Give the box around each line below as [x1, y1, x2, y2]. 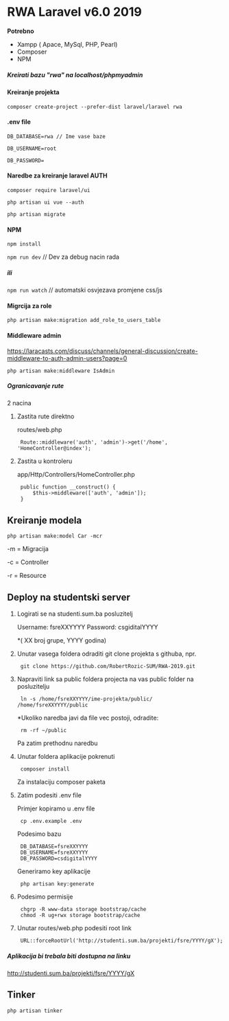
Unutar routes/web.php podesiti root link [16, 924, 132, 932]
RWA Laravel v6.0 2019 [7, 4, 142, 20]
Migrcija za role [7, 301, 52, 310]
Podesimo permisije [16, 892, 73, 901]
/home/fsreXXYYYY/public [16, 702, 88, 709]
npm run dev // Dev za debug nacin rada [7, 252, 120, 261]
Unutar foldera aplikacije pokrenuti [16, 753, 115, 761]
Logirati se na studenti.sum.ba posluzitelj [16, 610, 133, 618]
